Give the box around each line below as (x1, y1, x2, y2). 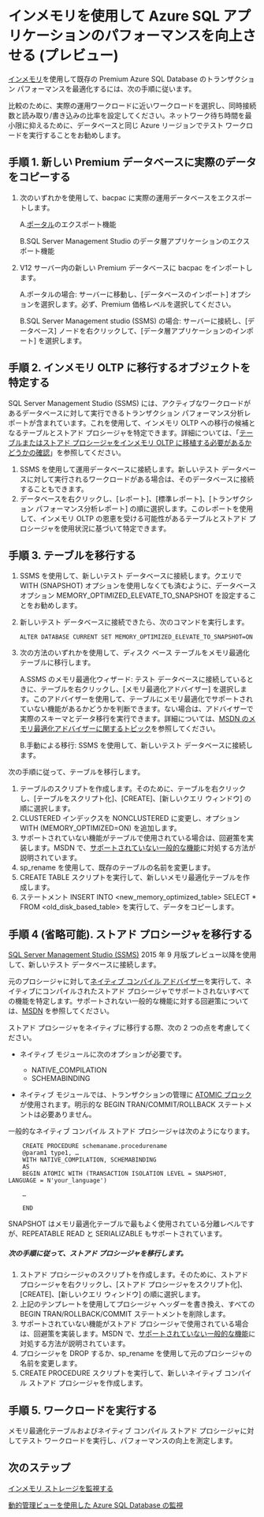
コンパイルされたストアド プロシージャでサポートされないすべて (42, 986, 251, 996)
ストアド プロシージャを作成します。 (28, 1378, 147, 1388)
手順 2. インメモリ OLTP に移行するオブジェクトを (8, 361, 251, 375)
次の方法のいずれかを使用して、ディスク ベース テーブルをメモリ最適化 (19, 648, 251, 658)
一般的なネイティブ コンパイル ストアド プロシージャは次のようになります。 (8, 1127, 255, 1136)
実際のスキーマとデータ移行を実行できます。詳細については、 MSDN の (19, 714, 249, 724)
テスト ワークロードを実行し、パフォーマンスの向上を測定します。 (21, 1436, 237, 1445)
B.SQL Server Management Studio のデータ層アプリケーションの (19, 236, 230, 245)
